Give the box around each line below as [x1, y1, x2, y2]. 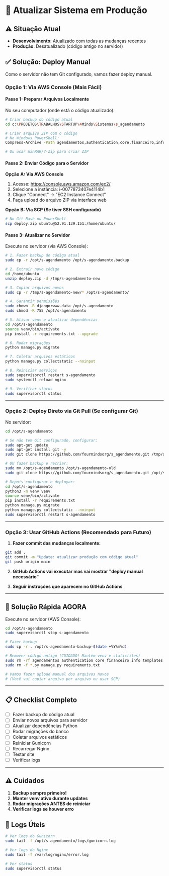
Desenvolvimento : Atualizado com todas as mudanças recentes [12, 38, 146, 44]
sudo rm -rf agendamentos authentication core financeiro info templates [5, 658, 163, 663]
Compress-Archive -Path [5, 140, 55, 145]
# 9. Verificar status [5, 386, 53, 391]
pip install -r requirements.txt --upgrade [5, 331, 98, 336]
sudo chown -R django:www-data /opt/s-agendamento [5, 304, 114, 309]
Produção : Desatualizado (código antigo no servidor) [12, 43, 123, 49]
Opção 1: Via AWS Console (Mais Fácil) [5, 83, 102, 91]
